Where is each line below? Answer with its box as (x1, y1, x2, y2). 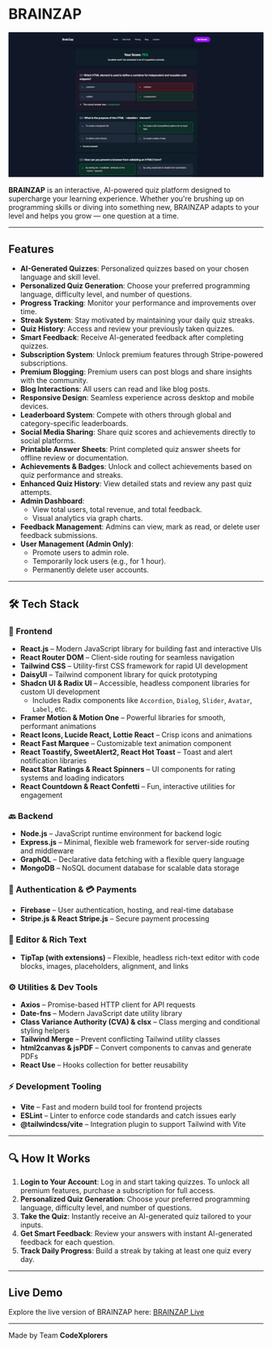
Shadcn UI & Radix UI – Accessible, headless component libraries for (19, 678, 250, 688)
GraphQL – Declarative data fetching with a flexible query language (19, 855, 245, 864)
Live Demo (8, 1286, 63, 1299)
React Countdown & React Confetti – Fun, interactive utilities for (19, 781, 236, 791)
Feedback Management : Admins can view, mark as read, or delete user (19, 522, 261, 531)
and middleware (19, 846, 74, 855)
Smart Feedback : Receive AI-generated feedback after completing (19, 333, 244, 343)
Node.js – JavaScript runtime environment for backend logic (19, 829, 223, 838)
